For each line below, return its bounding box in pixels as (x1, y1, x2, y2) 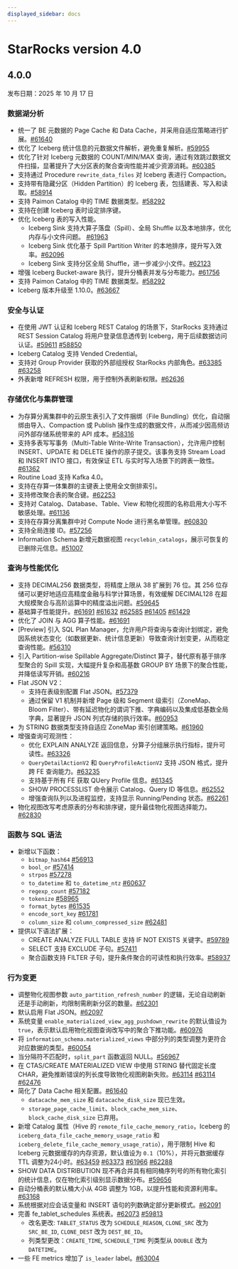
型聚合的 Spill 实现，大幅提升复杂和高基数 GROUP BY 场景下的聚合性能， (17, 660, 232, 669)
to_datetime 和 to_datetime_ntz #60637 (28, 879, 146, 887)
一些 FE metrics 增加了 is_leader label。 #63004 (17, 1254, 160, 1263)
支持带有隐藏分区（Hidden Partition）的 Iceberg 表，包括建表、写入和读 (17, 179, 229, 188)
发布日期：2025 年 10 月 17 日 (7, 89, 94, 97)
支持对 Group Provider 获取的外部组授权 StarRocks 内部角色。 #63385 (17, 358, 222, 367)
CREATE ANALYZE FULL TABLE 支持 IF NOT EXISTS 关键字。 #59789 (28, 936, 229, 944)
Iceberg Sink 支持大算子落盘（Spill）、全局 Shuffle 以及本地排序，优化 (28, 223, 232, 232)
